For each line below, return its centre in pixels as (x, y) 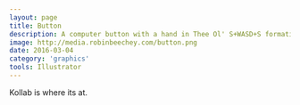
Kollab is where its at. (48, 92)
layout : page (33, 17)
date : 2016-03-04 (42, 51)
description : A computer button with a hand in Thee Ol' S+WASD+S (135, 34)
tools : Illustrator (46, 68)
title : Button (36, 26)
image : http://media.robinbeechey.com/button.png (104, 42)
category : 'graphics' (50, 59)
